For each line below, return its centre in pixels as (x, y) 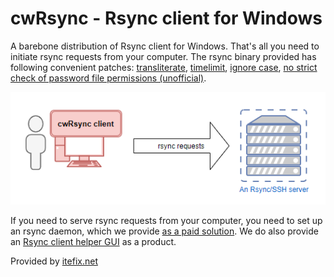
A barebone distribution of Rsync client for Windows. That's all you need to (165, 46)
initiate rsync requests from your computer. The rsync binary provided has (163, 56)
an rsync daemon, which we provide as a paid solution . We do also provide (164, 231)
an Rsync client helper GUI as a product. (93, 242)
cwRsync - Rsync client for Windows (166, 18)
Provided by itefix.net (54, 261)
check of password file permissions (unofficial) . (108, 78)
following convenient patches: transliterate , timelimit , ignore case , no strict (164, 67)
